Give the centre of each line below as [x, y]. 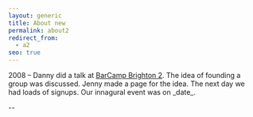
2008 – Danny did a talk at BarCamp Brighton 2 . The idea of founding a [125, 75]
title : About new [37, 23]
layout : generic [35, 16]
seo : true [25, 53]
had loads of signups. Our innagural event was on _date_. [102, 92]
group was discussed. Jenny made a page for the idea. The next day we [127, 84]
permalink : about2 [39, 30]
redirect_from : [33, 38]
